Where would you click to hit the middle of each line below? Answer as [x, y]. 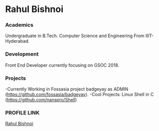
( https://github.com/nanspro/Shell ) [41, 100]
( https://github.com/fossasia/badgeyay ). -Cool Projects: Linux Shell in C [79, 94]
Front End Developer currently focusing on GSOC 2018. [62, 65]
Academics [19, 25]
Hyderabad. [18, 41]
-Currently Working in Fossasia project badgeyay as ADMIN [67, 89]
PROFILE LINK [23, 113]
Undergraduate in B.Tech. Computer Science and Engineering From [75, 36]
